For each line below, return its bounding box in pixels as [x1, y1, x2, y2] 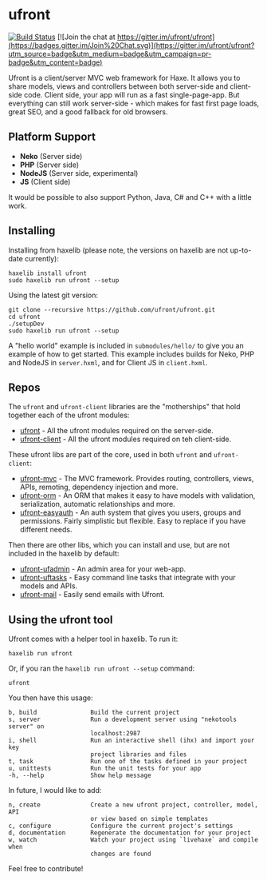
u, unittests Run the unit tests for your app [8, 765, 202, 773]
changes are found [90, 850, 151, 858]
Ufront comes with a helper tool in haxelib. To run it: [8, 634, 179, 644]
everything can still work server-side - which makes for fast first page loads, [8, 98, 260, 108]
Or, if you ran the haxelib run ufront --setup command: [8, 663, 195, 673]
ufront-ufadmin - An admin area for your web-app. [19, 564, 187, 574]
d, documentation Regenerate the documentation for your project [8, 829, 251, 837]
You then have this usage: [8, 693, 93, 703]
